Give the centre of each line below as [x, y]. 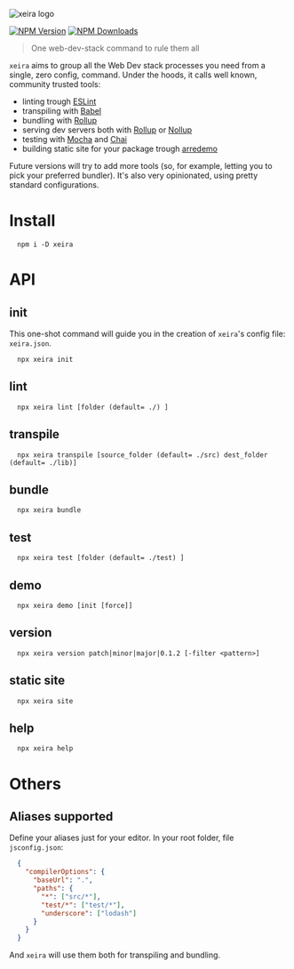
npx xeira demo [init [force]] [75, 605]
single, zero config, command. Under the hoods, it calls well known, [133, 75]
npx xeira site [45, 701]
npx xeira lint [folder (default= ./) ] [93, 407]
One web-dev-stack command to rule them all [115, 48]
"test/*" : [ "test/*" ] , [83, 905]
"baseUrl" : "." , [63, 880]
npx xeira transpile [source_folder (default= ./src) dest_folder [143, 455]
